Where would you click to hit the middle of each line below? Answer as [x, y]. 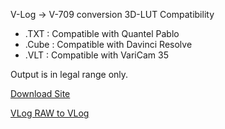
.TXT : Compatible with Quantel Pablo [102, 33]
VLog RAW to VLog [50, 113]
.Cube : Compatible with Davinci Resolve [108, 44]
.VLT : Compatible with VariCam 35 [96, 55]
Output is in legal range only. [69, 74]
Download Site [40, 93]
